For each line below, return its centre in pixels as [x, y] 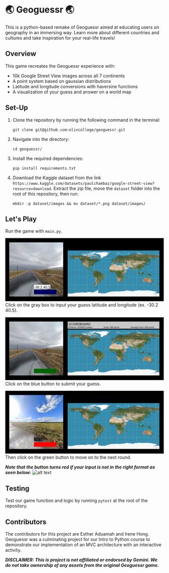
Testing [17, 488]
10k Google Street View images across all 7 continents [69, 76]
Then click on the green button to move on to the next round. [68, 457]
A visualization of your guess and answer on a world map [72, 92]
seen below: [18, 473]
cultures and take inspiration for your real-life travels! [60, 38]
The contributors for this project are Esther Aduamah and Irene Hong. [77, 534]
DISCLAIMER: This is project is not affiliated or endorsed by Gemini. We [81, 560]
